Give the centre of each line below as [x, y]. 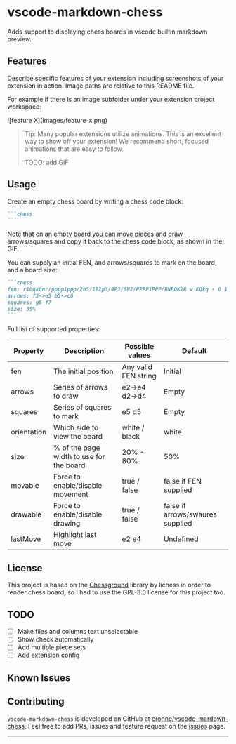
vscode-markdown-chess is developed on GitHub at [79, 718]
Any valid [137, 367]
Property [29, 350]
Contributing [36, 702]
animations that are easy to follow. [74, 149]
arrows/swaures [191, 514]
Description [84, 350]
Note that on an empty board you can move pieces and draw [95, 234]
